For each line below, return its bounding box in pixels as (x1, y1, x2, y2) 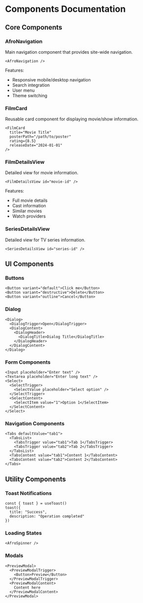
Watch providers (12, 213, 46, 219)
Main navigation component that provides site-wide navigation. (5, 49, 133, 55)
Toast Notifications (5, 490, 52, 496)
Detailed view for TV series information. (5, 237, 86, 243)
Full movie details (12, 197, 48, 203)
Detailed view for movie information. (5, 170, 79, 176)
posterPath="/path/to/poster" (9, 134, 71, 139)
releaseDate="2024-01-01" (9, 143, 63, 148)
